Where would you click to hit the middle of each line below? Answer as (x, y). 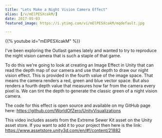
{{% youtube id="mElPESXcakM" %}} (43, 41)
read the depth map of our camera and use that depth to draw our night (77, 70)
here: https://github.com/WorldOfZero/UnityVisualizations (63, 111)
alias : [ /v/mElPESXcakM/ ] (31, 14)
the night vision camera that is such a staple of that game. (63, 56)
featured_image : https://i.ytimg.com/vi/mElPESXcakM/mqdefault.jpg (75, 23)
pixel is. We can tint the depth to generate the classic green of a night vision (81, 91)
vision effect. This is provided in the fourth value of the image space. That (79, 75)
